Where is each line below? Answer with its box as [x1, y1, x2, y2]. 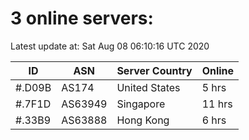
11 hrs [201, 97, 233, 111]
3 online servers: [10, 7, 154, 30]
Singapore [116, 97, 166, 111]
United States [116, 80, 181, 94]
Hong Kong [116, 113, 170, 127]
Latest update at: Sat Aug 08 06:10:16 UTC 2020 [10, 40, 210, 52]
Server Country [116, 63, 193, 77]
